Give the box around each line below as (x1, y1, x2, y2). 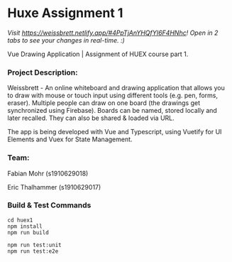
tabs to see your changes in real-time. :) (7, 36, 126, 44)
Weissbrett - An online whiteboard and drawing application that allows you (7, 84, 226, 92)
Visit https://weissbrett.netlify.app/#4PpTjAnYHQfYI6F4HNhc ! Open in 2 (7, 28, 219, 37)
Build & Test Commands (7, 200, 92, 210)
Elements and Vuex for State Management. (7, 135, 133, 143)
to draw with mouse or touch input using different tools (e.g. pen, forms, (7, 91, 219, 100)
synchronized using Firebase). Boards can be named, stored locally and (7, 107, 218, 115)
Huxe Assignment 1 (7, 5, 123, 21)
